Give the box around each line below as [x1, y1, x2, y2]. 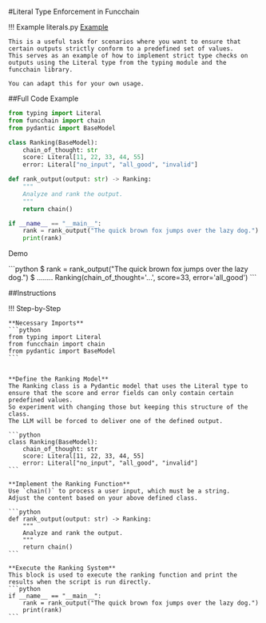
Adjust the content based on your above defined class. [8, 494, 198, 502]
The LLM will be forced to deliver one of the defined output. [8, 417, 224, 425]
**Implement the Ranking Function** [8, 480, 130, 489]
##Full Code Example [8, 94, 79, 103]
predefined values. [8, 396, 73, 405]
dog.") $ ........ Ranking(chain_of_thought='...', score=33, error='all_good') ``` [8, 273, 257, 282]
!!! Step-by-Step [8, 304, 62, 313]
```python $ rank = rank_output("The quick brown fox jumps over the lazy [8, 264, 249, 274]
